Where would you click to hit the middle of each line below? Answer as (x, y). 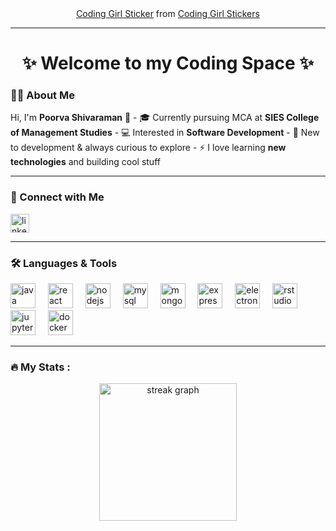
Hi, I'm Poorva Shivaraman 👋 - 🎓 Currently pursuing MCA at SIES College (165, 118)
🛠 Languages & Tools (64, 263)
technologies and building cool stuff (85, 162)
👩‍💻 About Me (42, 95)
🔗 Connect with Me (57, 197)
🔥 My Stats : (40, 367)
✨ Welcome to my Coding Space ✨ (168, 63)
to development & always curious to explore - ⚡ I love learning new (148, 148)
